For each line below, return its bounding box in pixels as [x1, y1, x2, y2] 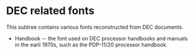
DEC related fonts [6, 4, 95, 18]
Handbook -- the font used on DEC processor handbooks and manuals [14, 35, 188, 42]
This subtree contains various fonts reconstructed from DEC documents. [6, 23, 184, 31]
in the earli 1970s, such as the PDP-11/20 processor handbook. [14, 41, 168, 48]
